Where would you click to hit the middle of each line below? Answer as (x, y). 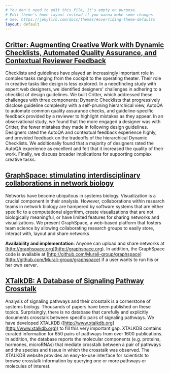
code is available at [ (27, 254)
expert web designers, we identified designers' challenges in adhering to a (83, 89)
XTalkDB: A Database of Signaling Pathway (75, 281)
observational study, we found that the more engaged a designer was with (83, 122)
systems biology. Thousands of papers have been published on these (78, 306)
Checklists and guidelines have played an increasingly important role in (79, 73)
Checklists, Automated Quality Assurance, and (81, 53)
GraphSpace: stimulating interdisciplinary (73, 175)
